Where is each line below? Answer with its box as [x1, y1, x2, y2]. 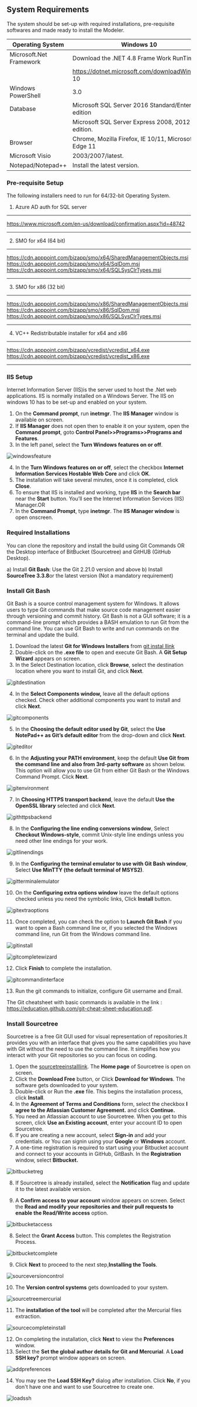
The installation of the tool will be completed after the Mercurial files [15, 1307, 182, 1314]
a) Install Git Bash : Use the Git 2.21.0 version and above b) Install [6, 566, 163, 573]
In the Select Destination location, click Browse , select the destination [15, 662, 184, 668]
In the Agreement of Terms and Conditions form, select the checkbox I [15, 1101, 188, 1108]
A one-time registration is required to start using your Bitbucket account [15, 1144, 189, 1151]
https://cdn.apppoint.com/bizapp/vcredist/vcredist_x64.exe [6, 346, 150, 354]
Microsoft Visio [9, 151, 51, 160]
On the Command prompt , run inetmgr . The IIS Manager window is [15, 410, 179, 417]
